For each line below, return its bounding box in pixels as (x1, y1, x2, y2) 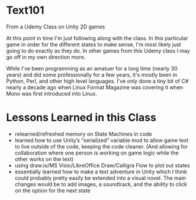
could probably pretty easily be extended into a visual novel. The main (14, 174, 187, 181)
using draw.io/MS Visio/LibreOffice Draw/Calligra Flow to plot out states (14, 162, 191, 169)
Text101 (6, 4, 44, 17)
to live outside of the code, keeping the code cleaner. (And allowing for (14, 143, 188, 150)
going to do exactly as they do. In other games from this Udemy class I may (6, 47, 191, 54)
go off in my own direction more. (6, 53, 86, 60)
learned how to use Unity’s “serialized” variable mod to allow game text (14, 137, 189, 144)
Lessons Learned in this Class (6, 111, 157, 124)
